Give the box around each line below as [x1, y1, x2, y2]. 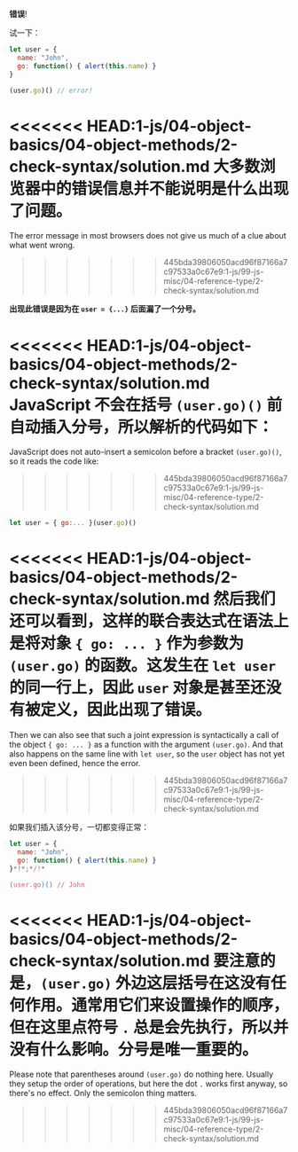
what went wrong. [9, 239, 75, 251]
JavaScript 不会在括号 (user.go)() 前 [9, 395, 283, 415]
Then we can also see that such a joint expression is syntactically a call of [9, 730, 279, 741]
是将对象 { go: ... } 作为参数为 [9, 633, 244, 654]
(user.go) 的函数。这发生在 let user [9, 655, 277, 676]
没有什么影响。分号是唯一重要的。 [9, 1039, 259, 1059]
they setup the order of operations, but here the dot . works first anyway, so [9, 1078, 288, 1089]
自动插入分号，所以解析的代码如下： [9, 417, 274, 437]
